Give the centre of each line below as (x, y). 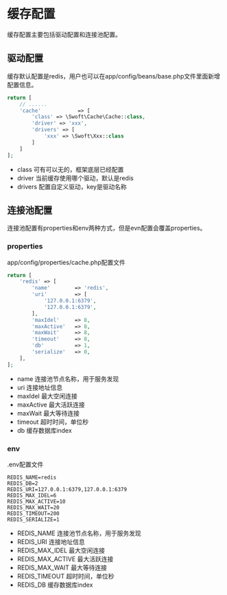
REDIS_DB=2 (23, 484)
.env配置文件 (25, 464)
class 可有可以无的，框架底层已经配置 (70, 169)
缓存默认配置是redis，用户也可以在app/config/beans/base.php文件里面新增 (114, 76)
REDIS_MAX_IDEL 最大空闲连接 (61, 550)
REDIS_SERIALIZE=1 (33, 520)
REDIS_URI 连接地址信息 (51, 542)
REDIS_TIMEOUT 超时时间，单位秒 (65, 576)
